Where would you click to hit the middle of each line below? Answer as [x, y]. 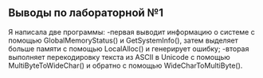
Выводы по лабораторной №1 [86, 13]
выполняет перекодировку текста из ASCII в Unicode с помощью [120, 57]
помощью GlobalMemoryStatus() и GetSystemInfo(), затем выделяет [124, 40]
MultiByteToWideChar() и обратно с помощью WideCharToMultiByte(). [126, 65]
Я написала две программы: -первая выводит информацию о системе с [131, 32]
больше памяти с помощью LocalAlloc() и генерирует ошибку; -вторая [129, 48]
